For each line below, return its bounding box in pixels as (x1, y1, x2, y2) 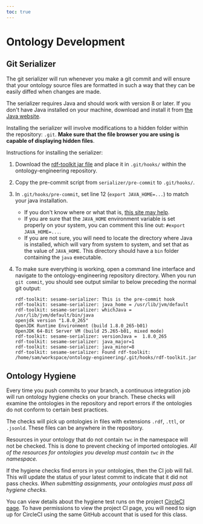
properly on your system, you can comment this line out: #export (24, 221, 185, 229)
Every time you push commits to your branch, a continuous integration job (6, 387, 190, 394)
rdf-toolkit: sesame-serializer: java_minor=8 (14, 344, 135, 350)
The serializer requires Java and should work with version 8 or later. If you (6, 99, 191, 106)
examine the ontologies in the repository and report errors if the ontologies (6, 400, 192, 407)
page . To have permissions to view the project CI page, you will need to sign (6, 505, 196, 512)
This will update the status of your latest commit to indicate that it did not (6, 473, 188, 481)
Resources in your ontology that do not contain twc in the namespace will (6, 436, 188, 444)
